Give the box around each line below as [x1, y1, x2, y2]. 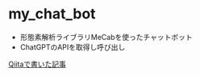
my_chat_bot [8, 5, 96, 23]
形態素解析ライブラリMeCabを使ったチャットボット [19, 32, 194, 42]
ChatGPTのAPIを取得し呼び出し [19, 42, 126, 52]
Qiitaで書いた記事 [8, 59, 66, 69]
